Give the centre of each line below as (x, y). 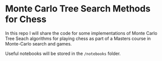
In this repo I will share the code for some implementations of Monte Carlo (81, 33)
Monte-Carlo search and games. (39, 43)
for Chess (26, 19)
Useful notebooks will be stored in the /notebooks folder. (63, 53)
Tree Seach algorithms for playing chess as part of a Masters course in (78, 38)
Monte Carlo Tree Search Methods (78, 9)
